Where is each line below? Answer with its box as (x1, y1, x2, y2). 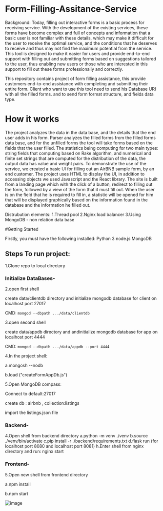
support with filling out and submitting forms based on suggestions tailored (5, 56, 156, 61)
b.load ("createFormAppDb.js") (5, 372, 67, 377)
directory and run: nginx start (5, 449, 64, 454)
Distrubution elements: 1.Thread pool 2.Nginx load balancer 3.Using (5, 211, 141, 217)
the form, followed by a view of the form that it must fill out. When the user (5, 186, 155, 192)
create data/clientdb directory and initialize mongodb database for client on (5, 295, 157, 301)
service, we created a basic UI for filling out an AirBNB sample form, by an (5, 166, 155, 172)
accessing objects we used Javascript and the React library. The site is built (5, 176, 158, 182)
